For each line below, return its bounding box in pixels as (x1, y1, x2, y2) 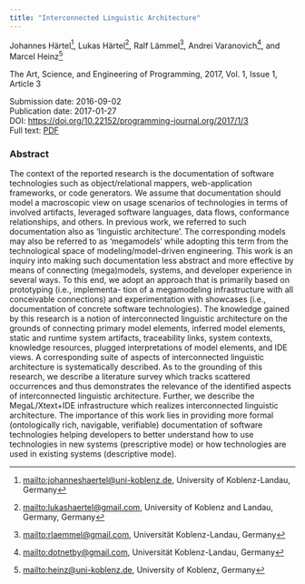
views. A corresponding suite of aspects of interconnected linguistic (9, 352, 265, 363)
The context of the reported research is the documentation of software (9, 168, 275, 179)
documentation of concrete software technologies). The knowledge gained (9, 304, 290, 315)
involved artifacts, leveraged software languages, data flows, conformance (9, 206, 290, 218)
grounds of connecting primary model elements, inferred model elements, (9, 323, 286, 334)
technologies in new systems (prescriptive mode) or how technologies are (9, 438, 287, 450)
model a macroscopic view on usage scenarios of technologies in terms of (9, 197, 289, 208)
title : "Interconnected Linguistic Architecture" (9, 13, 202, 23)
